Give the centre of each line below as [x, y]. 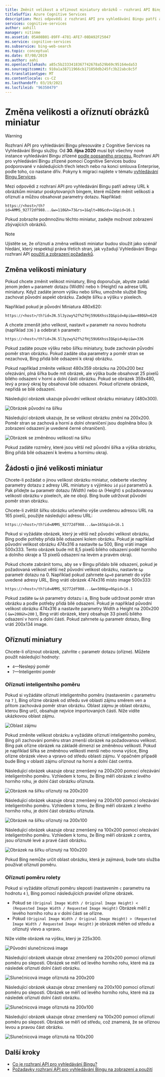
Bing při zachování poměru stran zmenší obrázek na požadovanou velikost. [81, 740]
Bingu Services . [21, 177]
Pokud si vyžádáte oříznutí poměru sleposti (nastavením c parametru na [78, 888]
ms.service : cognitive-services [38, 42]
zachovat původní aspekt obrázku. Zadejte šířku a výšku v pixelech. [74, 297]
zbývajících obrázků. [26, 225]
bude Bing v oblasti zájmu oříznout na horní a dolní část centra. [69, 761]
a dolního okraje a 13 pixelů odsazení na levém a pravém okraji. [69, 555]
